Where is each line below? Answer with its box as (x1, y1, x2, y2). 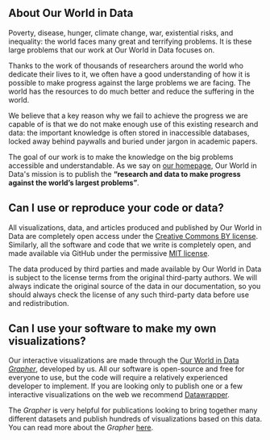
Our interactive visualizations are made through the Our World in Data (8, 355, 239, 366)
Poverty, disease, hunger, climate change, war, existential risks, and (8, 27, 234, 37)
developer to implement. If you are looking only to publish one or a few (8, 381, 243, 391)
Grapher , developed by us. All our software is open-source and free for (8, 364, 245, 374)
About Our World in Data (8, 6, 134, 20)
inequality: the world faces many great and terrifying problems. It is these (8, 36, 252, 46)
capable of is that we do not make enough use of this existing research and (8, 119, 259, 128)
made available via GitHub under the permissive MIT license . (8, 248, 210, 258)
